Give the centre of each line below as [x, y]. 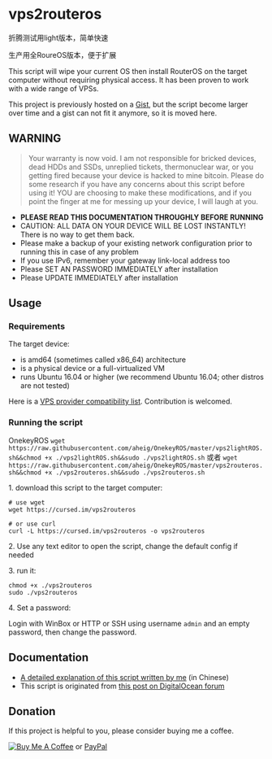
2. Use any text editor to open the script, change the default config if [123, 546]
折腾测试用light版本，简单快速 [58, 37]
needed [21, 555]
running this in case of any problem [80, 251]
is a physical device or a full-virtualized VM [92, 369]
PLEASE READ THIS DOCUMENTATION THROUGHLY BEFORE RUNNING [142, 217]
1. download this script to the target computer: [86, 487]
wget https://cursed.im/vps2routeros [72, 509]
